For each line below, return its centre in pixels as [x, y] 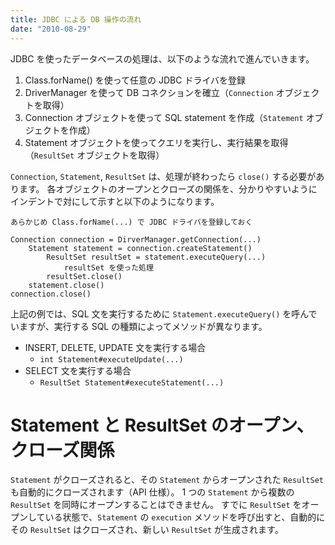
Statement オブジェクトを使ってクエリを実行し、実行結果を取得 [156, 142]
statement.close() [66, 285]
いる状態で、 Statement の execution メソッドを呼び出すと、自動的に [185, 517]
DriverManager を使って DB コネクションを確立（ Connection [149, 92]
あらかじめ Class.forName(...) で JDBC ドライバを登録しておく [131, 222]
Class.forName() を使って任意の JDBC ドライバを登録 [135, 80]
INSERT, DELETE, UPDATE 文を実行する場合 [115, 347]
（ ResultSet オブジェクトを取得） [94, 155]
